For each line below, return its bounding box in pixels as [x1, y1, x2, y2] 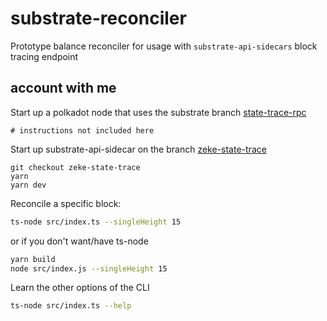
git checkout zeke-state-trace [10, 162, 141, 172]
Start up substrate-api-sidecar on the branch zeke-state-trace [10, 143, 267, 155]
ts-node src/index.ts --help [10, 301, 132, 311]
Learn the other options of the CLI [10, 282, 150, 294]
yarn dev [10, 180, 47, 190]
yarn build [10, 254, 56, 264]
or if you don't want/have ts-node [10, 235, 149, 247]
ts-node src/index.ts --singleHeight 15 [10, 217, 182, 227]
